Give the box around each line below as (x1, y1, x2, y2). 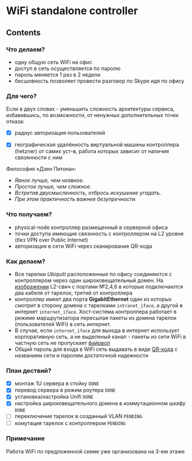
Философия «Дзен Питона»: (6, 165, 76, 173)
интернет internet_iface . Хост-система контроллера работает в (14, 308, 177, 315)
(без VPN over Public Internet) (14, 236, 89, 243)
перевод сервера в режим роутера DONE (14, 387, 116, 394)
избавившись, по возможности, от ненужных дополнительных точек (6, 112, 179, 119)
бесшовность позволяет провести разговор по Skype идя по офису (14, 77, 185, 84)
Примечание (6, 435, 45, 443)
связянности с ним (14, 154, 63, 161)
